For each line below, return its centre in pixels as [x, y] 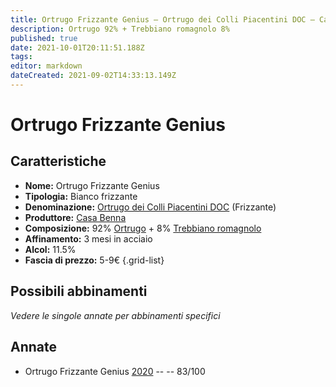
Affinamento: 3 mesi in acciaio [88, 238]
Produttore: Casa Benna [75, 217]
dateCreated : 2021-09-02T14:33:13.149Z [93, 76]
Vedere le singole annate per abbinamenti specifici [115, 315]
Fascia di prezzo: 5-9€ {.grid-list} [94, 260]
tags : [21, 57]
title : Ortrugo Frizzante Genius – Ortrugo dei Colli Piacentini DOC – [162, 19]
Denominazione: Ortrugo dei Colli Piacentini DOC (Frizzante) [150, 207]
